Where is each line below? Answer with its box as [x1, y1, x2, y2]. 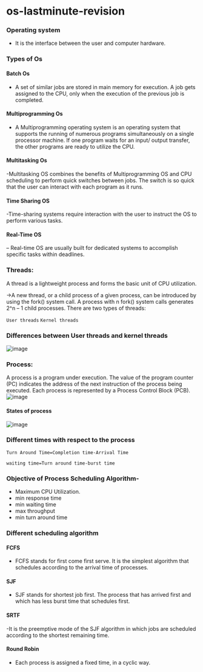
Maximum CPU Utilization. [15, 488, 81, 496]
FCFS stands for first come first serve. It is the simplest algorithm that [15, 557, 189, 565]
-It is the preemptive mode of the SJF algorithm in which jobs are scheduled [6, 625, 196, 632]
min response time [15, 494, 62, 502]
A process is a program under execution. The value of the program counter [6, 374, 194, 381]
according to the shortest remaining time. [6, 631, 110, 639]
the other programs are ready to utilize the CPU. [15, 143, 135, 150]
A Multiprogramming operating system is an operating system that [15, 123, 181, 131]
